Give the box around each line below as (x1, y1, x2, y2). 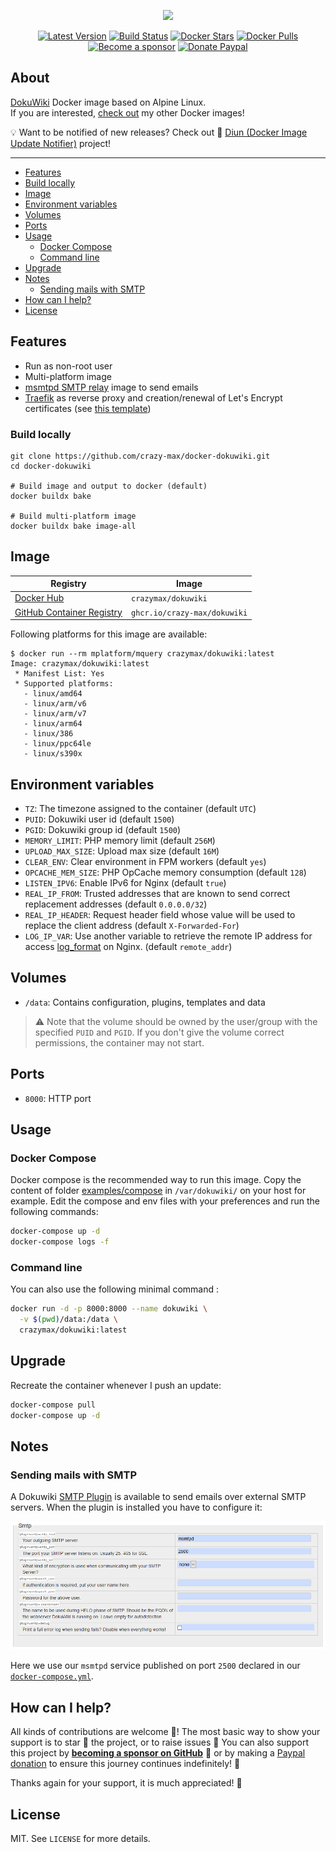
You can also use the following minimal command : (10, 1283, 220, 1295)
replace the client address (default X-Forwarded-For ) (24, 920, 240, 932)
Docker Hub (14, 592, 65, 604)
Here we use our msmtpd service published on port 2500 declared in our (10, 1660, 301, 1672)
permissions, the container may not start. (34, 1036, 205, 1049)
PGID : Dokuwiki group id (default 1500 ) (24, 824, 182, 836)
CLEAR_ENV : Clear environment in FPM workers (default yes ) (24, 856, 267, 868)
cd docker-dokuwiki (10, 461, 92, 471)
